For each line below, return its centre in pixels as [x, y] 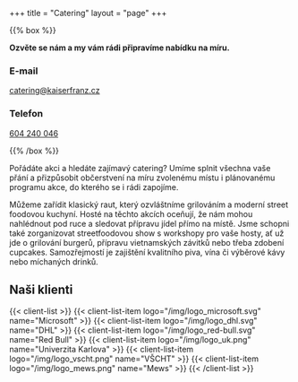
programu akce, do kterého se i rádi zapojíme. [94, 187]
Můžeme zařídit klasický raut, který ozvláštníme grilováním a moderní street [149, 204]
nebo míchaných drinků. [54, 261]
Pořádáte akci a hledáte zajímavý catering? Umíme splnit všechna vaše [140, 168]
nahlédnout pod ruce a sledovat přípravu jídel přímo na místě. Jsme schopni [149, 223]
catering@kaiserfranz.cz [55, 91]
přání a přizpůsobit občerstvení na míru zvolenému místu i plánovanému [142, 178]
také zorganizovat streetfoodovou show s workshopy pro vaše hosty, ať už [147, 233]
